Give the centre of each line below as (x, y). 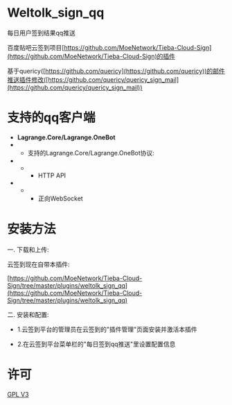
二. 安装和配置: (28, 314)
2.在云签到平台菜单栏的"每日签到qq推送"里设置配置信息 (96, 344)
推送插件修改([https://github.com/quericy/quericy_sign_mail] (93, 79)
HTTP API (52, 175)
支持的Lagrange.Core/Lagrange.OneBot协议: (91, 153)
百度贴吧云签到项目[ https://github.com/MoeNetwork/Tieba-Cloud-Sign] (109, 47)
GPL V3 (18, 394)
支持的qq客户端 (51, 118)
